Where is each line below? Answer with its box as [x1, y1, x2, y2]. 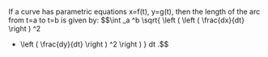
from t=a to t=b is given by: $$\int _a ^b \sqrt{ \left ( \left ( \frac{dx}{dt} [8, 15, 245, 25]
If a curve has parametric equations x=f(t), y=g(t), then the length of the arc [8, 7, 261, 16]
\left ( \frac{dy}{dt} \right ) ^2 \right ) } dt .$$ [19, 39, 169, 49]
